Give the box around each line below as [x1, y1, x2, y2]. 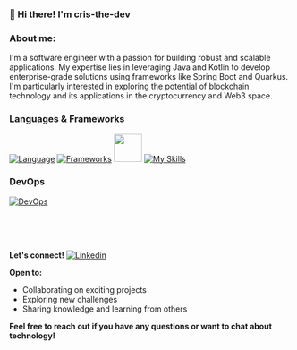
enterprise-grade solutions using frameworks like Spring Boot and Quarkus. [9, 72, 289, 82]
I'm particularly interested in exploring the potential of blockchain [9, 81, 250, 92]
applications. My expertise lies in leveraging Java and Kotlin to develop [9, 62, 271, 73]
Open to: [9, 267, 43, 277]
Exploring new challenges [21, 294, 118, 304]
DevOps [9, 175, 46, 188]
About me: [9, 31, 56, 44]
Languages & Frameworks [9, 113, 125, 125]
